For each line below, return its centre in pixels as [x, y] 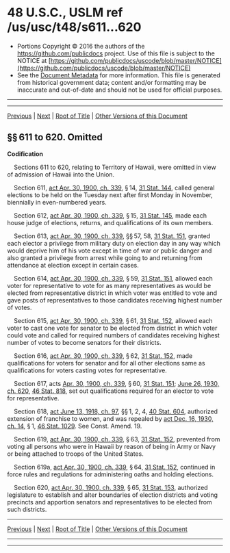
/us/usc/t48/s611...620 [74, 27]
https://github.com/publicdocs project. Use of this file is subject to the [116, 53]
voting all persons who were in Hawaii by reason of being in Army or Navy [112, 446]
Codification [25, 154]
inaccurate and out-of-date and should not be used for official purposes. [119, 90]
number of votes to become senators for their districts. [85, 342]
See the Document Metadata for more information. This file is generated [118, 75]
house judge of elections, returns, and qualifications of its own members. [110, 222]
